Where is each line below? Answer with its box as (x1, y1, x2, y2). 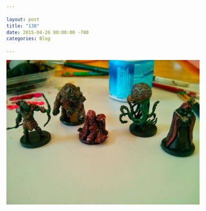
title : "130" (6, 23, 40, 29)
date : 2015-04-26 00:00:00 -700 (6, 29, 89, 35)
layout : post (6, 16, 40, 23)
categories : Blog (6, 35, 51, 42)
